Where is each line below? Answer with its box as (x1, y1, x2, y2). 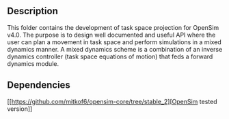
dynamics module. (7, 59, 59, 67)
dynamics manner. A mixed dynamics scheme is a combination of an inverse (7, 45, 223, 53)
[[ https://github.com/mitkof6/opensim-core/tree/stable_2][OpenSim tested (7, 97, 217, 105)
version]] (7, 105, 33, 113)
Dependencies (7, 80, 70, 91)
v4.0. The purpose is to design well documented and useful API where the (7, 31, 216, 39)
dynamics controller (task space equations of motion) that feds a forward (7, 52, 213, 61)
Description (7, 5, 58, 17)
